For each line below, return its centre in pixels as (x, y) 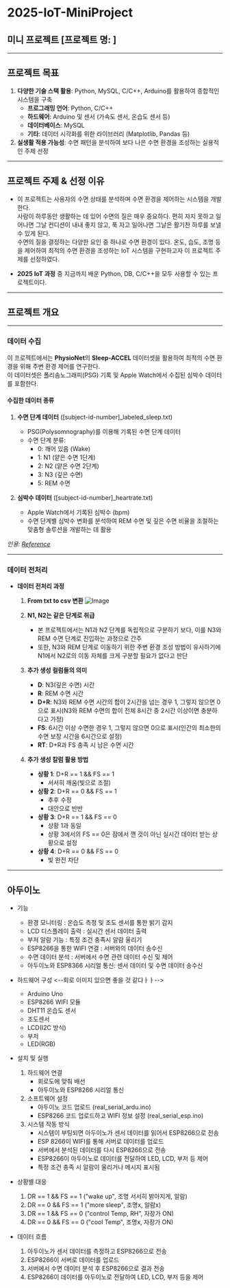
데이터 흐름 (32, 1237)
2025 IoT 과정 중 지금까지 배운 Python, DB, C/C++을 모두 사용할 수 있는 (114, 273)
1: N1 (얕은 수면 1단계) (66, 457)
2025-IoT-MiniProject (70, 13)
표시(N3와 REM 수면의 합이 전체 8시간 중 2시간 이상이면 (125, 711)
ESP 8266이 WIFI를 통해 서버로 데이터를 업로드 (101, 1142)
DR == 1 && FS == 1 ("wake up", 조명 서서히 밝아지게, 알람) (107, 1197)
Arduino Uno (45, 994)
